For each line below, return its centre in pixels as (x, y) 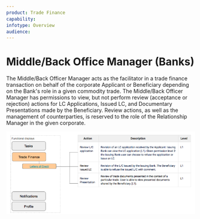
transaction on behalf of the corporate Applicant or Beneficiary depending (98, 85)
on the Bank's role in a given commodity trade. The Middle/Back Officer (95, 91)
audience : (19, 32)
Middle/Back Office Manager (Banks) (100, 62)
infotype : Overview (31, 25)
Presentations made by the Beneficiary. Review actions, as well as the (92, 110)
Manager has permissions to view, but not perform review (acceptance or (97, 98)
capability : (21, 19)
